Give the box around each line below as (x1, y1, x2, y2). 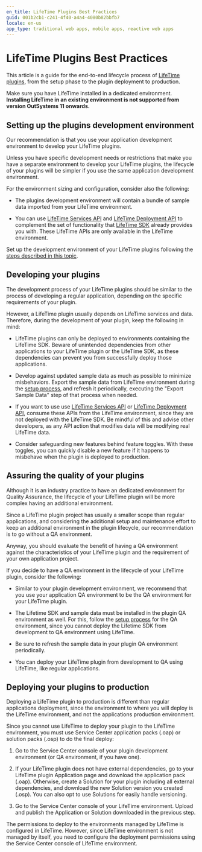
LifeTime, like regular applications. (14, 664, 101, 672)
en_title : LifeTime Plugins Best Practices (6, 8, 118, 15)
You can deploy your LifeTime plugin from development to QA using (14, 658, 183, 666)
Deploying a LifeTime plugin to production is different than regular (6, 698, 170, 705)
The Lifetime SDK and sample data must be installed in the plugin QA (14, 609, 186, 616)
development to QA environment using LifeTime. (14, 628, 135, 635)
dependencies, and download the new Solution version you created (14, 784, 183, 792)
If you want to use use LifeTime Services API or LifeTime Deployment (14, 402, 187, 410)
